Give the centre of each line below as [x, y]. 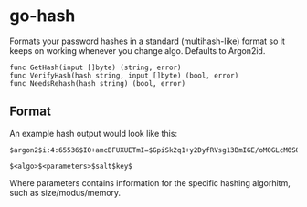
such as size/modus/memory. [65, 192]
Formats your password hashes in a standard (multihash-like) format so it [147, 41]
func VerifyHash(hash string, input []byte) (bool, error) [124, 75]
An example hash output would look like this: [94, 133]
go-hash [42, 16]
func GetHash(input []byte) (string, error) [95, 67]
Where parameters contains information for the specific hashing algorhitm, [150, 182]
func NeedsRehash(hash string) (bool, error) [97, 83]
